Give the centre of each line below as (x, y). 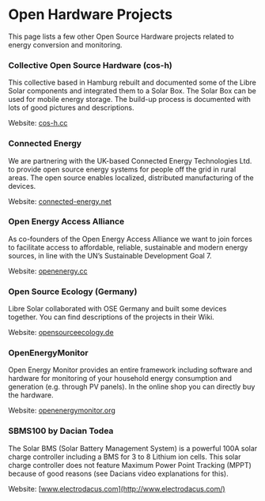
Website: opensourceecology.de (61, 333)
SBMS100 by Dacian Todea (61, 431)
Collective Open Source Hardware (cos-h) (90, 65)
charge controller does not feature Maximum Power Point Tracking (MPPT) (130, 465)
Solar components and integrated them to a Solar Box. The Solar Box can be (132, 91)
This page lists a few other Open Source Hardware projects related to (121, 36)
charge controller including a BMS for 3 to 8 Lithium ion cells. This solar (125, 457)
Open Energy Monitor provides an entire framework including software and (131, 370)
